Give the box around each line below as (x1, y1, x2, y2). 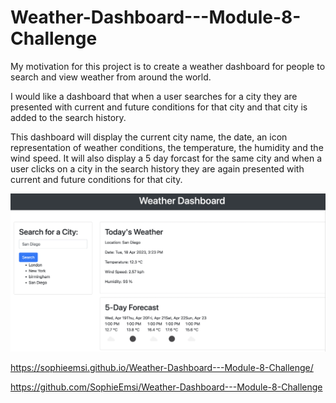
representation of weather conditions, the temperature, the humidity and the (10, 141, 324, 153)
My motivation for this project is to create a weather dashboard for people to (10, 60, 326, 72)
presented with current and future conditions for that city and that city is (10, 101, 308, 113)
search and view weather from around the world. (10, 71, 212, 83)
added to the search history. (10, 111, 127, 123)
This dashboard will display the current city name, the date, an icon (10, 131, 288, 143)
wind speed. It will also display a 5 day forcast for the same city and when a (10, 152, 323, 164)
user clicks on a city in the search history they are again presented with (10, 162, 305, 175)
